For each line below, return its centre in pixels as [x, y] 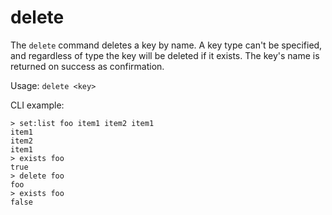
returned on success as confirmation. [87, 66]
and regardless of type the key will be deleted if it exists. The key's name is [165, 55]
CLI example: [37, 105]
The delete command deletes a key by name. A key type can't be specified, [166, 45]
